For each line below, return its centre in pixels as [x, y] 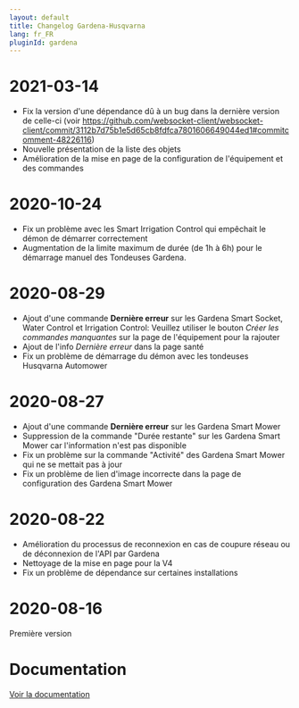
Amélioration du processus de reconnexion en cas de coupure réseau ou [156, 544]
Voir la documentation [50, 694]
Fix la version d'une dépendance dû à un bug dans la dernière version [150, 112]
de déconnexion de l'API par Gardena [91, 554]
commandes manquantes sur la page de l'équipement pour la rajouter [151, 337]
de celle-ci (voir [51, 121]
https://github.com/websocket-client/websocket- [173, 121]
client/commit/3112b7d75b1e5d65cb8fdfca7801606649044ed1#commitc [156, 130]
